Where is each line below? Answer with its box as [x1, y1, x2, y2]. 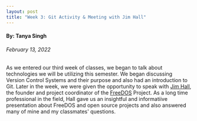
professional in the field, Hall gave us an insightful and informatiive [6, 96, 168, 103]
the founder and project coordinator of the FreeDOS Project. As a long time [6, 89, 188, 96]
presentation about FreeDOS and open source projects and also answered [6, 102, 187, 109]
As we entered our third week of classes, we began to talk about [6, 64, 163, 71]
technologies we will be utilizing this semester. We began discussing [6, 70, 173, 77]
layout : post [6, 8, 38, 15]
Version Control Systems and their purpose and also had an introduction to [6, 77, 188, 84]
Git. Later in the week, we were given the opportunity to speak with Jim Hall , [6, 83, 192, 90]
